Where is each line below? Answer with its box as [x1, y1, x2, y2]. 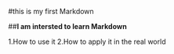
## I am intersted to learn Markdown [8, 22, 127, 31]
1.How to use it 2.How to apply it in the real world [8, 37, 166, 46]
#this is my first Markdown [8, 7, 94, 16]
